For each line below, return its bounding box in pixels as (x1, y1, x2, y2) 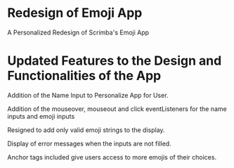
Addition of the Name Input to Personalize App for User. (7, 91, 169, 99)
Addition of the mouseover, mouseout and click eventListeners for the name (7, 104, 227, 113)
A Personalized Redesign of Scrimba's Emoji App (7, 28, 150, 37)
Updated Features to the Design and (7, 53, 222, 69)
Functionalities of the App (7, 68, 162, 84)
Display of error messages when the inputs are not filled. (7, 139, 171, 148)
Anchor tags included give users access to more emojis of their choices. (7, 153, 216, 161)
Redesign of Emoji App (7, 5, 143, 21)
